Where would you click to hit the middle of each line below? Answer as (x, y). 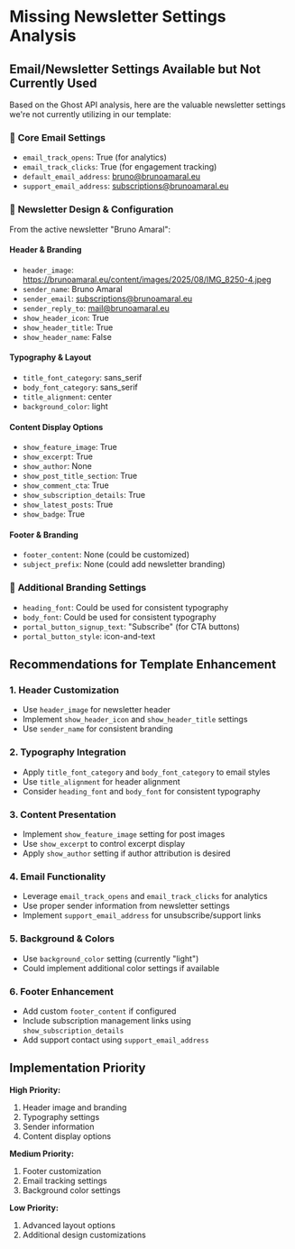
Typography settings (61, 1116)
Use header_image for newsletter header (97, 710)
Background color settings (71, 1190)
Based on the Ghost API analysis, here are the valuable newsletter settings (147, 105)
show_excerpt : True (57, 456)
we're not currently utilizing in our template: (90, 114)
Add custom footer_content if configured (99, 1011)
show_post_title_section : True (80, 476)
